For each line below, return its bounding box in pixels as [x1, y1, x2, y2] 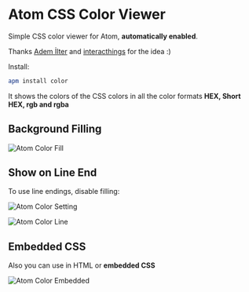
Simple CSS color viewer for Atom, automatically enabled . [8, 31, 199, 41]
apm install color [8, 77, 68, 85]
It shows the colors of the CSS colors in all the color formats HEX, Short [8, 91, 241, 100]
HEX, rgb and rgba [8, 100, 69, 109]
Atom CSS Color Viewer [8, 5, 167, 24]
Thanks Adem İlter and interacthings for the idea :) [8, 46, 171, 56]
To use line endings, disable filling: [8, 187, 120, 196]
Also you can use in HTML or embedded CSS [8, 261, 156, 270]
